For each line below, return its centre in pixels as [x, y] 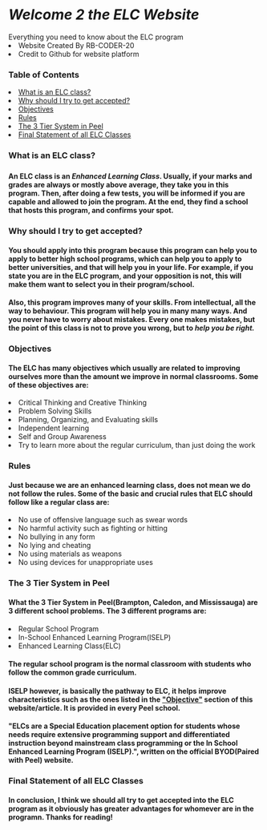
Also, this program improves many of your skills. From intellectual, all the [132, 303]
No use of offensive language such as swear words [103, 520]
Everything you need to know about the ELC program [96, 37]
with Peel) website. [41, 760]
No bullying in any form [57, 537]
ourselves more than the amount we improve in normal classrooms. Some [133, 376]
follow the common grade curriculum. [73, 673]
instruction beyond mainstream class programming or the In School [123, 743]
